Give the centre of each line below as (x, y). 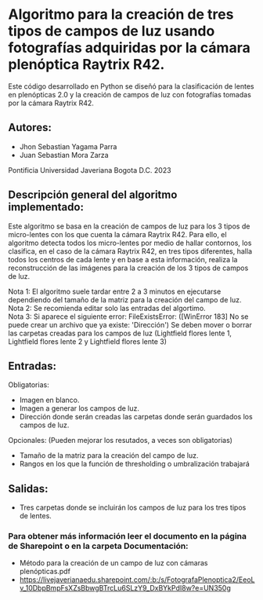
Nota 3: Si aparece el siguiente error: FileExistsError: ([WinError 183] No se (128, 316)
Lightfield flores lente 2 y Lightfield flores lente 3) (87, 341)
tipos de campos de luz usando (112, 31)
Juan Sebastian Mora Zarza (64, 155)
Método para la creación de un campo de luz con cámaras (113, 563)
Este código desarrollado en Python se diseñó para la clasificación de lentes (131, 86)
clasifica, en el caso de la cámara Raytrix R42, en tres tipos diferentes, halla (130, 251)
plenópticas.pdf (45, 572)
